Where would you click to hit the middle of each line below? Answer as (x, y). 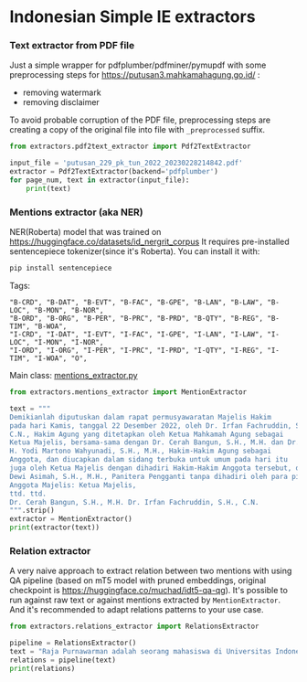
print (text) (48, 188)
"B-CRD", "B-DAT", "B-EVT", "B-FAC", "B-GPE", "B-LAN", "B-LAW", (136, 303)
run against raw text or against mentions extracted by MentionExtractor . (145, 600)
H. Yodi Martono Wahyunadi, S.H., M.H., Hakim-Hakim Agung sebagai (141, 451)
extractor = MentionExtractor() (71, 519)
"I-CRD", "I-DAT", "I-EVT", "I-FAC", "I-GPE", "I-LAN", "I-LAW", (136, 335)
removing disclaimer (61, 102)
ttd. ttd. (28, 494)
